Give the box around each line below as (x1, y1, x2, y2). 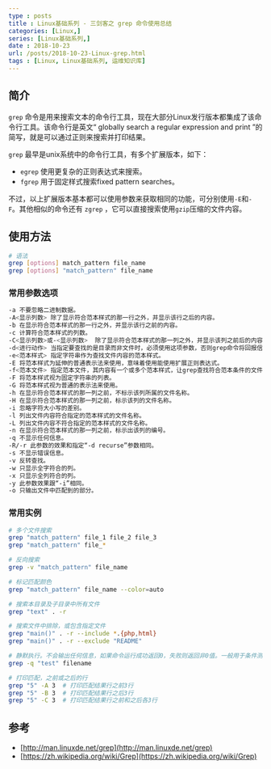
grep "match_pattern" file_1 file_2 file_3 (8, 534, 157, 542)
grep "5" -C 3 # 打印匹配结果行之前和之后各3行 (8, 696, 158, 704)
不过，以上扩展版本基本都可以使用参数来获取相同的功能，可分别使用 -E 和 (8, 193, 249, 203)
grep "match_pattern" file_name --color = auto (8, 585, 164, 594)
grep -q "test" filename (8, 659, 92, 667)
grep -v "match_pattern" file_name (8, 564, 128, 572)
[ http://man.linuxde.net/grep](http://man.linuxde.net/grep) (19, 743, 213, 753)
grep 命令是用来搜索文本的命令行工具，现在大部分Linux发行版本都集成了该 (8, 112, 256, 121)
